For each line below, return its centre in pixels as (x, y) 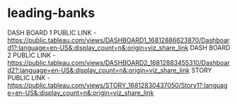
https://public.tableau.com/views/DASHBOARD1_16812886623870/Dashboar (118, 40)
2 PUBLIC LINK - (31, 55)
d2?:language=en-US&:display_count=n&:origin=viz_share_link (98, 70)
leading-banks (51, 13)
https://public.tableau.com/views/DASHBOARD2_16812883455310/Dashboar (118, 62)
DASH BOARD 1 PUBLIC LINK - (52, 33)
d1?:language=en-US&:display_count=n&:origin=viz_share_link (98, 47)
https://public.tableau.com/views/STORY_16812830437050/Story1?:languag (117, 85)
